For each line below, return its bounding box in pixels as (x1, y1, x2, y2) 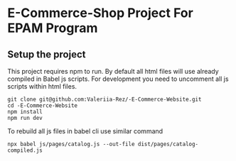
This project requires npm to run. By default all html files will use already (7, 67, 219, 75)
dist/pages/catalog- (137, 140, 199, 148)
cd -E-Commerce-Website (7, 102, 78, 109)
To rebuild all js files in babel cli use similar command (7, 127, 163, 135)
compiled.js (7, 147, 43, 154)
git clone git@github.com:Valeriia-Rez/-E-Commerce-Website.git (7, 96, 202, 103)
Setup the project (7, 48, 86, 60)
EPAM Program (7, 20, 98, 36)
